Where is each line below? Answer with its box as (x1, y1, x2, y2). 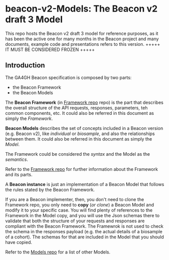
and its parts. (5, 171, 33, 177)
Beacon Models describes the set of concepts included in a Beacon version (5, 125, 163, 131)
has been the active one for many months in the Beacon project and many (5, 36, 159, 42)
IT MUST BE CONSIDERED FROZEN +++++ (5, 46, 95, 52)
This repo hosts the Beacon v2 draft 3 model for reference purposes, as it (5, 30, 158, 36)
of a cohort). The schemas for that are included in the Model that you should (5, 234, 164, 240)
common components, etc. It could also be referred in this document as (5, 110, 154, 116)
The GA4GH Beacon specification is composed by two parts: (5, 74, 132, 81)
